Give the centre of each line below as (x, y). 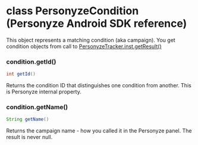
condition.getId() (31, 62)
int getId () (21, 74)
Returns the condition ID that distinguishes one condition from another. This (99, 86)
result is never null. (29, 137)
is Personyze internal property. (44, 92)
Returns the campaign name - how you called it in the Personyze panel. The (99, 131)
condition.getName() (37, 107)
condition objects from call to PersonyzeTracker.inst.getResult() (84, 46)
